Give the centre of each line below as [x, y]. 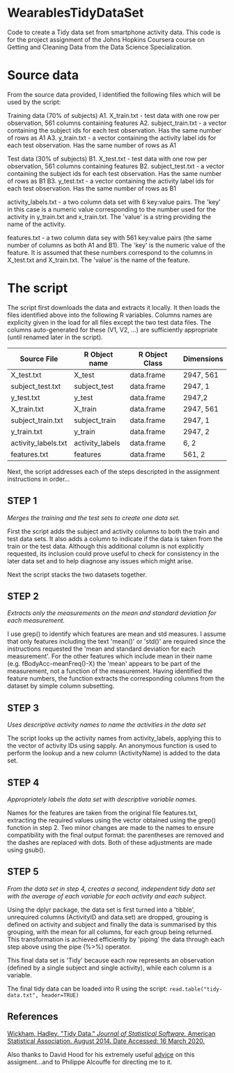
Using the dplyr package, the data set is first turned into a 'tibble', [101, 910]
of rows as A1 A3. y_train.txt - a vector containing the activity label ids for [112, 138]
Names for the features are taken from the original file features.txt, [103, 813]
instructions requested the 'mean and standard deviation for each [101, 649]
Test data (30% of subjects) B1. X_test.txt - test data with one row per [107, 158]
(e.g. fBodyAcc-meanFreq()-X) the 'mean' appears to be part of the [104, 664]
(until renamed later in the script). [55, 337]
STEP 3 [23, 708]
